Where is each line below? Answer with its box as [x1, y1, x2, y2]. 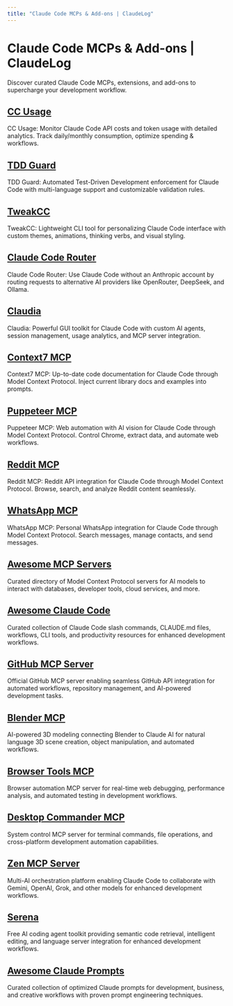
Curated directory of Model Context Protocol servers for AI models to [7, 577, 206, 585]
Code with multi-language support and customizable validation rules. [7, 186, 205, 194]
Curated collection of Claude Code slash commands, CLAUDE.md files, [7, 623, 211, 632]
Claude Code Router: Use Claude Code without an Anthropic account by [7, 270, 214, 279]
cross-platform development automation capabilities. [7, 837, 159, 845]
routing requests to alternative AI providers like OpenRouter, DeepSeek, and [7, 277, 225, 286]
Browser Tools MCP [7, 765, 95, 777]
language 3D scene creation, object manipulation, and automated [7, 738, 195, 746]
